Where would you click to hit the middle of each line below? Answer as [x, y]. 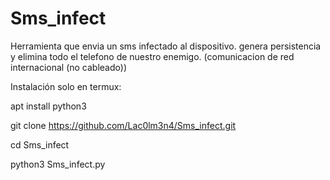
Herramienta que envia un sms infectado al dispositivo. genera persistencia [166, 46]
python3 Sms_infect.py [58, 164]
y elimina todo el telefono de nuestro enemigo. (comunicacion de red [152, 56]
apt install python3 [48, 106]
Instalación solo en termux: [66, 86]
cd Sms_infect [40, 144]
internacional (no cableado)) [68, 67]
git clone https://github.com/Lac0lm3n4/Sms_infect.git [123, 125]
